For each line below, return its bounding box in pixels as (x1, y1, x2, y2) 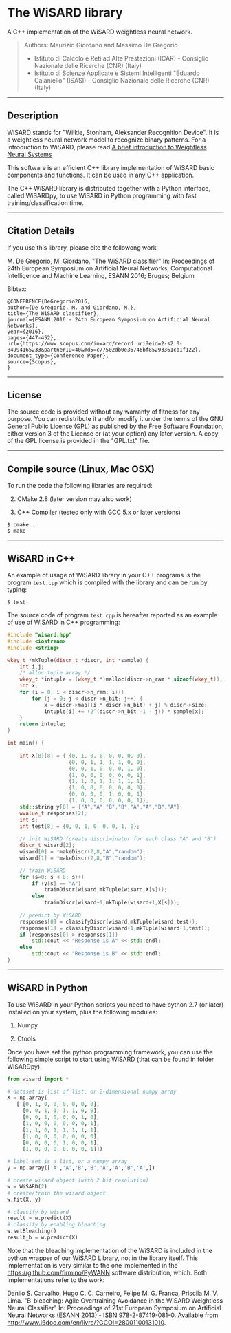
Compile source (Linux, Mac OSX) (7, 463, 155, 475)
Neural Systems (7, 150, 52, 158)
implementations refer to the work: (7, 1275, 105, 1284)
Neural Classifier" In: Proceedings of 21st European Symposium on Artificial (7, 1303, 221, 1312)
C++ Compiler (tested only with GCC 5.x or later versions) (16, 508, 181, 517)
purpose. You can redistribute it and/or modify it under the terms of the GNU (7, 415, 224, 423)
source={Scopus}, (7, 358, 57, 365)
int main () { (7, 740, 45, 747)
